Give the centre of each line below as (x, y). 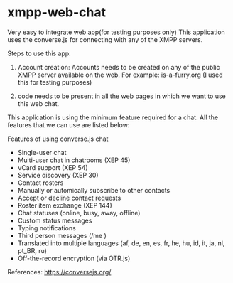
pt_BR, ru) (32, 250)
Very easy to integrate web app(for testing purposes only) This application (116, 32)
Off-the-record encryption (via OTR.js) (74, 258)
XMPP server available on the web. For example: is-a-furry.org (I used (120, 75)
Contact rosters (40, 183)
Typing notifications (47, 228)
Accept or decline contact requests (69, 198)
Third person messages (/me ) (62, 235)
